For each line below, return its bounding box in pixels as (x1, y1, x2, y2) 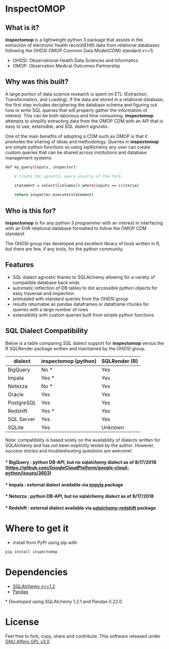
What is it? (5, 23, 39, 32)
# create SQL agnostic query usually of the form (14, 174, 121, 179)
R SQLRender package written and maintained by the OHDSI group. (5, 345, 146, 351)
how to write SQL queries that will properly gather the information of (5, 107, 148, 113)
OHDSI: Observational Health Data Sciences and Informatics (12, 57, 139, 63)
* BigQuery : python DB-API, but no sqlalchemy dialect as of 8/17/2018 (5, 459, 157, 465)
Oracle (8, 391, 24, 398)
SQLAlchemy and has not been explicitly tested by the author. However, (5, 442, 155, 448)
